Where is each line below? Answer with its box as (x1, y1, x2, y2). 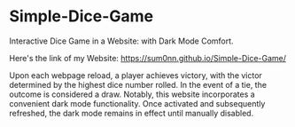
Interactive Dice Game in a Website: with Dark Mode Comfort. (9, 36, 234, 46)
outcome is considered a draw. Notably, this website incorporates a (9, 89, 255, 99)
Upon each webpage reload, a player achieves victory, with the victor (9, 69, 263, 81)
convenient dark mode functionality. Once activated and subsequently (9, 98, 266, 108)
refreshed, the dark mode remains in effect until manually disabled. (9, 107, 254, 118)
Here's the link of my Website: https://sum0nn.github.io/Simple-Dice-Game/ (9, 52, 286, 63)
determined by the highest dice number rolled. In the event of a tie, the (9, 79, 268, 90)
